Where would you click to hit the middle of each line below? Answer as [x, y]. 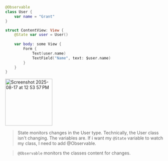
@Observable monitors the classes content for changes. [74, 153]
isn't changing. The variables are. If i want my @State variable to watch [90, 138]
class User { [19, 12]
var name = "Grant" [35, 16]
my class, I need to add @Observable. [57, 143]
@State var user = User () [41, 35]
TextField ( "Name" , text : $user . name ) [71, 58]
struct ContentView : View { [35, 30]
